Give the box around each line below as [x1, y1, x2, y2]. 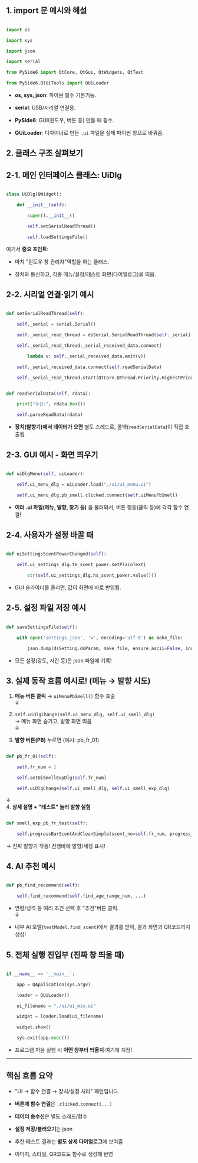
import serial [6, 59, 41, 65]
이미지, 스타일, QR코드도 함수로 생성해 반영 [14, 1150, 114, 1157]
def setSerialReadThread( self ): [6, 311, 85, 317]
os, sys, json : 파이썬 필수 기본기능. [14, 92, 97, 99]
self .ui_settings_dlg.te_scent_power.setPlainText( [16, 562, 146, 568]
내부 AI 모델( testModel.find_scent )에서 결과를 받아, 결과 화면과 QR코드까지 [14, 924, 190, 931]
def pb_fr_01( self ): [6, 753, 57, 759]
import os [6, 27, 31, 33]
